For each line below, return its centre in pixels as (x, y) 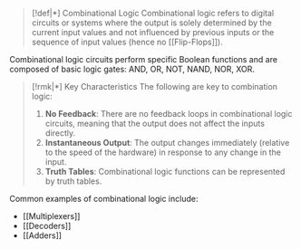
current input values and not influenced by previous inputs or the (153, 32)
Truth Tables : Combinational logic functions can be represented (165, 172)
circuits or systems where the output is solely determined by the (151, 23)
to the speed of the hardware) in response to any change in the (163, 152)
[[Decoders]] (47, 226)
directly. (60, 133)
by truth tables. (73, 181)
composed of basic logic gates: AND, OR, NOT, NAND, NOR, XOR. (132, 69)
